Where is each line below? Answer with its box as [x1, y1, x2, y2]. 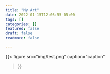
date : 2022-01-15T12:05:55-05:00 [5, 12, 75, 17]
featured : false [5, 26, 39, 31]
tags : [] [5, 17, 24, 22]
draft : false [5, 31, 33, 36]
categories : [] [5, 21, 37, 27]
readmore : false [5, 36, 39, 41]
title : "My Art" [5, 7, 39, 13]
